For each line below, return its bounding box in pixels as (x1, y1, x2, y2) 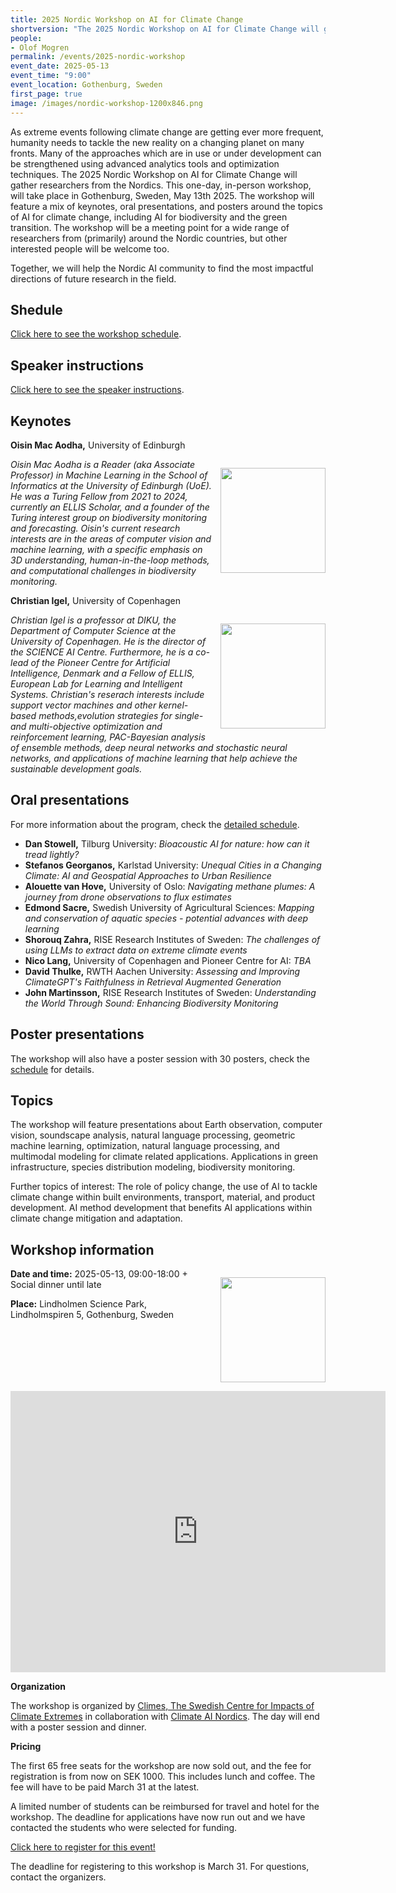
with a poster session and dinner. (10, 1721, 147, 1733)
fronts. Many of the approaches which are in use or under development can (10, 147, 322, 159)
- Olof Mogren (10, 42, 70, 53)
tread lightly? (24, 848, 80, 860)
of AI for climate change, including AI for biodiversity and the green (10, 211, 288, 223)
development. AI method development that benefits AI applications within (10, 1202, 313, 1214)
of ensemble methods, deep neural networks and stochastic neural (10, 741, 288, 753)
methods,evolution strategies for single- (38, 709, 204, 721)
